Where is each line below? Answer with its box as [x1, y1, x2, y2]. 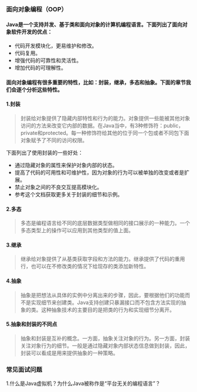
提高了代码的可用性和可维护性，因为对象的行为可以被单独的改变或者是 [14, 169, 185, 176]
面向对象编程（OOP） [6, 5, 67, 13]
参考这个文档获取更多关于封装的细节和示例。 [14, 190, 123, 197]
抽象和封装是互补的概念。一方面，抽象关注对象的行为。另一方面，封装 [20, 335, 191, 342]
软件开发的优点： [11, 28, 53, 35]
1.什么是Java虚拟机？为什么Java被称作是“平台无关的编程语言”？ [6, 380, 161, 387]
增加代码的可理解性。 [14, 64, 66, 71]
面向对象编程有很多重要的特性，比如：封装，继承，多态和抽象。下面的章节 [6, 79, 186, 86]
